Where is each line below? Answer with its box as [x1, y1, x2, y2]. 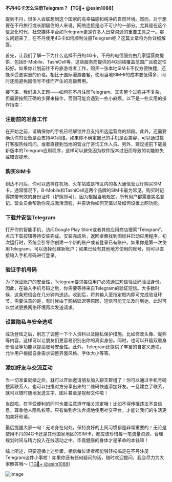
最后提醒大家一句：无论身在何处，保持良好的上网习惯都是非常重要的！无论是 [5, 424, 167, 430]
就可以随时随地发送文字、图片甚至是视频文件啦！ [5, 389, 109, 396]
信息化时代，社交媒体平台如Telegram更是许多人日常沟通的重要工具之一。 [5, 29, 160, 35]
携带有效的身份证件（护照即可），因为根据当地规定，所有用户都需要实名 [9, 193, 160, 199]
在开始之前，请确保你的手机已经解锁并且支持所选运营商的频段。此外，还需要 [5, 128, 167, 135]
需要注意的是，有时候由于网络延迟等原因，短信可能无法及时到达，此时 [14, 298, 162, 304]
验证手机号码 [5, 266, 37, 273]
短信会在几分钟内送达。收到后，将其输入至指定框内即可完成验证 [23, 291, 158, 298]
